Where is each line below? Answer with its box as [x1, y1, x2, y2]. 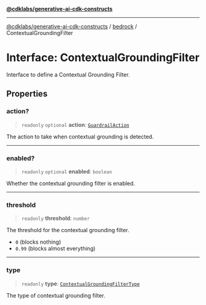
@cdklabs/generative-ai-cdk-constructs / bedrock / [6, 23, 137, 30]
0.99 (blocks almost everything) [15, 245, 96, 252]
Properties [6, 89, 48, 99]
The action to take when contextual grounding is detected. [6, 133, 154, 140]
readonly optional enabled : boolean [21, 168, 112, 175]
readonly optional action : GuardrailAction [21, 121, 130, 128]
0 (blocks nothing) [15, 238, 61, 246]
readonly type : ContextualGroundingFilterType [21, 280, 140, 287]
